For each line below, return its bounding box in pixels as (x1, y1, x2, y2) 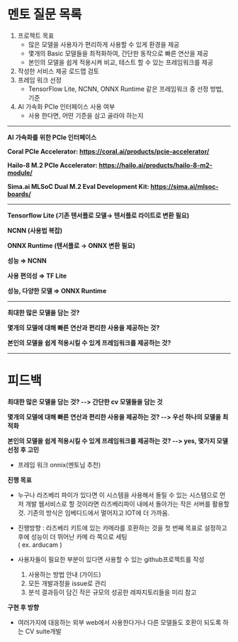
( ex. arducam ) (17, 540, 62, 549)
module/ (7, 168, 33, 177)
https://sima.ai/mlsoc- (150, 182, 219, 190)
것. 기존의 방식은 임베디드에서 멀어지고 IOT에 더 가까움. (17, 508, 170, 517)
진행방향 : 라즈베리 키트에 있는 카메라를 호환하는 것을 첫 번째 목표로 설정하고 (17, 523, 228, 532)
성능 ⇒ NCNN (7, 256, 47, 265)
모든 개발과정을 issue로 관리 (28, 579, 106, 587)
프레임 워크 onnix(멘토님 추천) (17, 460, 101, 469)
